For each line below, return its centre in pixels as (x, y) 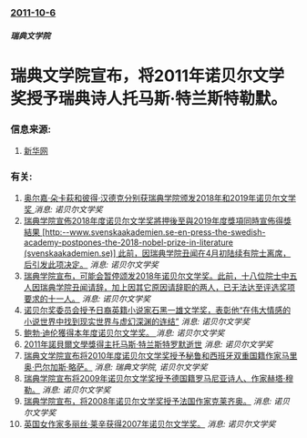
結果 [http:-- (46, 232)
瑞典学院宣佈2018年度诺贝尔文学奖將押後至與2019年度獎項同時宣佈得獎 (158, 221)
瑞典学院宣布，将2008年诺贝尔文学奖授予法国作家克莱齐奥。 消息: (148, 402)
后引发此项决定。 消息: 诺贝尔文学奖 (91, 265)
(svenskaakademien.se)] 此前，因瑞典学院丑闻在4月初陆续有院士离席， (157, 253)
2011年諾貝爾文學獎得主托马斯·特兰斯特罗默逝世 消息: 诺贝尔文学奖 (148, 344)
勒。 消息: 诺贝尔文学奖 (67, 390)
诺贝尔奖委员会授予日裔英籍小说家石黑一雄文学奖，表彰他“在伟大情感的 (157, 311)
